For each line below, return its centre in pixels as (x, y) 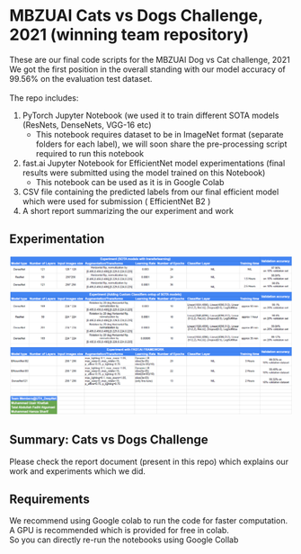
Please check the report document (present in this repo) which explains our (149, 461)
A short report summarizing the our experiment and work (128, 210)
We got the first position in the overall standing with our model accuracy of (147, 69)
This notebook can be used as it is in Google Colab (130, 182)
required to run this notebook (90, 153)
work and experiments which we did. (78, 471)
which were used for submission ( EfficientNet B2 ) (116, 201)
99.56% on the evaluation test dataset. (81, 78)
